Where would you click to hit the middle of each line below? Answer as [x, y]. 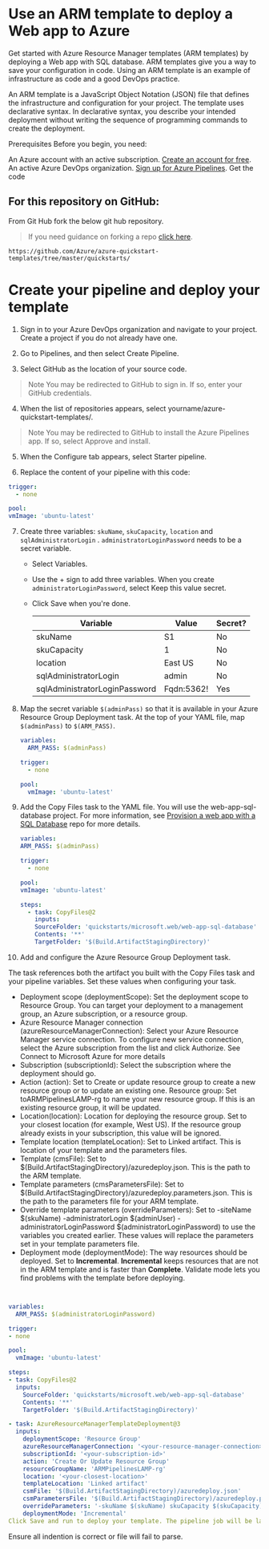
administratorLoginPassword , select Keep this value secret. [129, 588]
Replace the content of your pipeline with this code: [105, 472]
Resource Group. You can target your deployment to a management [131, 1005]
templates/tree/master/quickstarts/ [69, 258]
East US [179, 663]
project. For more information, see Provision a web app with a [154, 815]
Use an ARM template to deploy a [121, 14]
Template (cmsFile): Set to [63, 1159]
